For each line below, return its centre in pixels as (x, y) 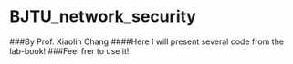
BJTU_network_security (103, 17)
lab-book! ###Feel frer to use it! (69, 50)
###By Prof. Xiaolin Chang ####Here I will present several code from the (147, 41)
